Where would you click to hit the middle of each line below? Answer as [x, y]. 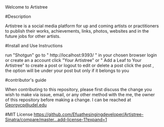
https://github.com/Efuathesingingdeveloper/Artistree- [89, 114]
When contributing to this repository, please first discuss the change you [78, 89]
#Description [18, 16]
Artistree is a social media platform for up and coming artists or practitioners [82, 26]
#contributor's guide [26, 80]
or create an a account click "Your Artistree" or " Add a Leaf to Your [73, 60]
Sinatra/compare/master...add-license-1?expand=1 [56, 119]
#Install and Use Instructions [34, 45]
